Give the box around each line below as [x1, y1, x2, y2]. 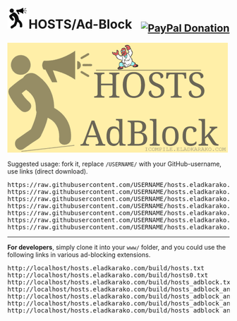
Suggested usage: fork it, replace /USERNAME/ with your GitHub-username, [7, 159, 222, 168]
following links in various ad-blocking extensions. [7, 250, 151, 259]
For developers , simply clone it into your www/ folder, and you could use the [7, 243, 226, 251]
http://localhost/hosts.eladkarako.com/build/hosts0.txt [7, 271, 209, 279]
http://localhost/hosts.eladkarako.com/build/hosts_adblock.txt [7, 278, 235, 286]
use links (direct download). [7, 166, 88, 176]
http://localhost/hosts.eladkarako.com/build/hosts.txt [7, 264, 205, 272]
